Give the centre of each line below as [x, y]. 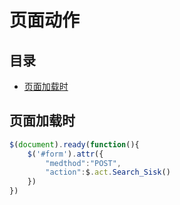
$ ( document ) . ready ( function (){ [74, 144]
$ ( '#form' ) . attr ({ [65, 154]
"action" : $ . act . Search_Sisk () [108, 172]
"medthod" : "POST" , [83, 163]
